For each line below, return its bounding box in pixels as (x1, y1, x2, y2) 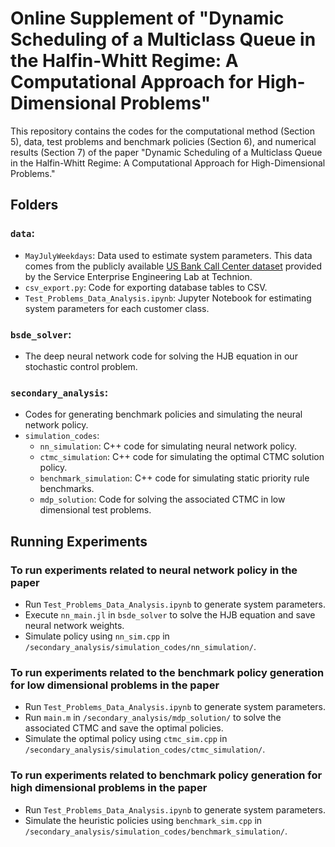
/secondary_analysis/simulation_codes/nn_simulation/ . (24, 640, 257, 652)
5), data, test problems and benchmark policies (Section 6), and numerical (10, 135, 317, 147)
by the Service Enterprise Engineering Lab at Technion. (24, 270, 253, 282)
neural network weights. (24, 619, 125, 631)
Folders (10, 197, 59, 214)
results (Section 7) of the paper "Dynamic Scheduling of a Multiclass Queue (10, 146, 323, 158)
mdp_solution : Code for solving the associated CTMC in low (39, 493, 286, 506)
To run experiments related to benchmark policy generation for (10, 768, 323, 782)
